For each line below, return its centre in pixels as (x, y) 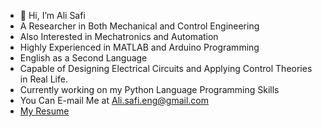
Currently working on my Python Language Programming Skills (149, 89)
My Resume (44, 111)
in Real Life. (43, 79)
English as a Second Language (83, 58)
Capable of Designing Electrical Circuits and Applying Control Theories (166, 68)
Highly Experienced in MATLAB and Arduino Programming (139, 47)
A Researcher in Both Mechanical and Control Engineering (139, 26)
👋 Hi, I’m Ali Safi (52, 15)
